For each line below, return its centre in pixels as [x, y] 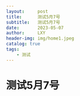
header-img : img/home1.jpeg [40, 38]
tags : [13, 49]
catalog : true [23, 44]
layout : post [27, 11]
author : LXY [26, 33]
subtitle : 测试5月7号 [33, 22]
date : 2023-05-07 [35, 28]
